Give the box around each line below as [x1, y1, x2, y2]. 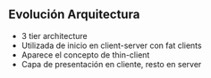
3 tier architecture [21, 30, 88, 41]
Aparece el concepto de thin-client [21, 49, 150, 60]
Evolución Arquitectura [8, 7, 140, 22]
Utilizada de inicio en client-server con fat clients [21, 40, 202, 51]
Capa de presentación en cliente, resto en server [21, 58, 202, 69]
